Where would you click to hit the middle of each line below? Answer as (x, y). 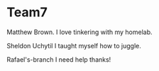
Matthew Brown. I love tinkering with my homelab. (80, 32)
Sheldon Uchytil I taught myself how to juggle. (74, 45)
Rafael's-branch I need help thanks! (59, 59)
